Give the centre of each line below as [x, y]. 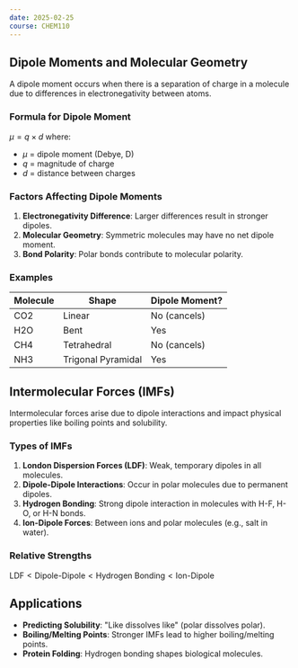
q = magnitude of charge [68, 164]
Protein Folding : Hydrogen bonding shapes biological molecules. [142, 654]
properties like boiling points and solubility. [88, 423]
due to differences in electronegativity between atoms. [110, 94]
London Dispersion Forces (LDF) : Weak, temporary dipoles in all [142, 466]
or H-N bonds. [60, 513]
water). [35, 532]
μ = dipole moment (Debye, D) [78, 154]
